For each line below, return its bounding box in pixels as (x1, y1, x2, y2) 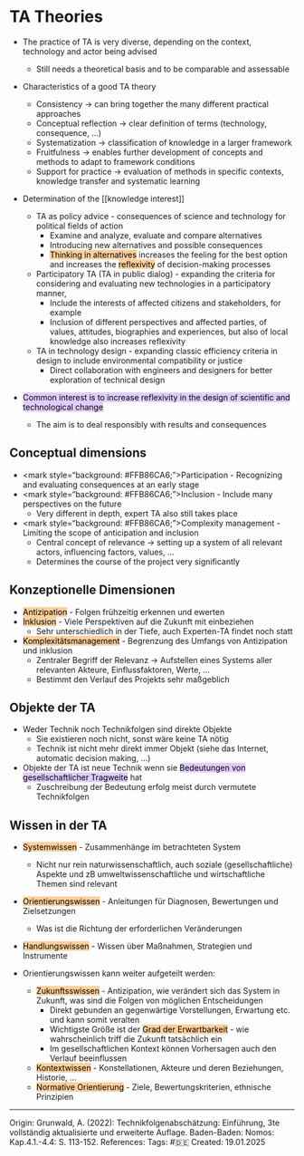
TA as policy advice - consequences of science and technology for (35, 210, 287, 221)
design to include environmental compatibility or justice (35, 355, 242, 366)
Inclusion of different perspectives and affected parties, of (49, 316, 268, 327)
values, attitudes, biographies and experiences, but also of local (49, 326, 289, 337)
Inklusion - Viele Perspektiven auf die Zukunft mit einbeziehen (22, 616, 255, 627)
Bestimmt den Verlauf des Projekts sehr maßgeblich (35, 673, 231, 685)
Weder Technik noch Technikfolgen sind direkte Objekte (22, 724, 233, 735)
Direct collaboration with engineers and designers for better (49, 364, 273, 375)
